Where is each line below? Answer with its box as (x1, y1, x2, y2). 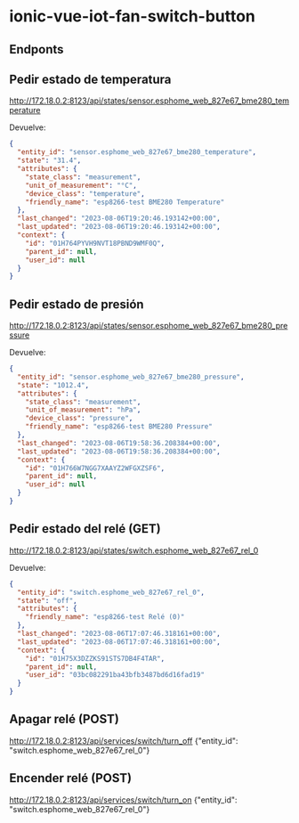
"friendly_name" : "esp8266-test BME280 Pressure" (25, 422, 214, 431)
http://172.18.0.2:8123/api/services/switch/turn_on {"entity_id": (9, 794, 238, 805)
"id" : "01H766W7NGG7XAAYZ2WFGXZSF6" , (25, 463, 166, 473)
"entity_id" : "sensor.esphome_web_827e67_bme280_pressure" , (17, 372, 245, 381)
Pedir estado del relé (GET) (9, 521, 162, 536)
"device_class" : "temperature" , (25, 189, 145, 198)
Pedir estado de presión (9, 297, 144, 312)
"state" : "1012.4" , (17, 380, 90, 389)
